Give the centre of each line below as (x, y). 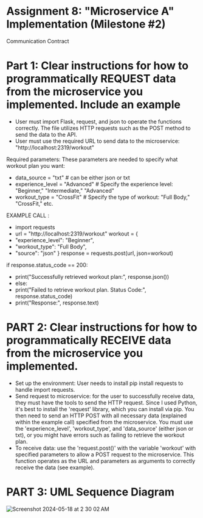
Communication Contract (38, 41)
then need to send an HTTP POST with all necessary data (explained (101, 415)
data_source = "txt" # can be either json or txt (73, 178)
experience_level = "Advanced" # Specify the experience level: (94, 184)
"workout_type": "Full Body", (51, 246)
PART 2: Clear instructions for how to (102, 327)
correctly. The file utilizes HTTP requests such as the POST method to (103, 128)
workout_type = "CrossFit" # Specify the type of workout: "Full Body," (102, 197)
